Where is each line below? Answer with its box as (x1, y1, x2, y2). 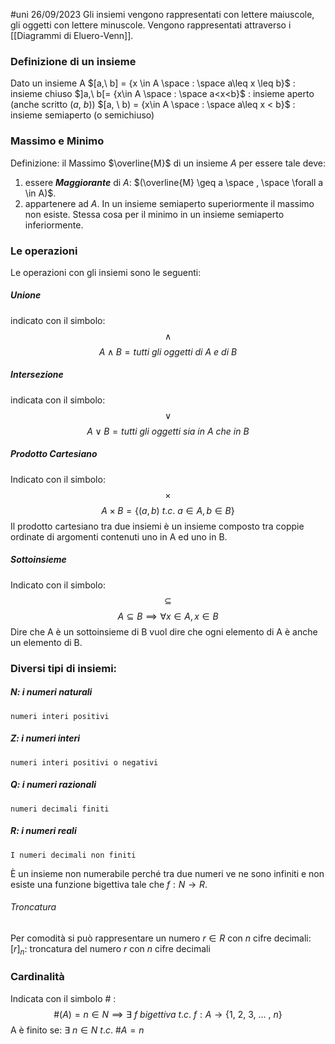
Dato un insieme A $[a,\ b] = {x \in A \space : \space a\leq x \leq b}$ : (10, 77, 296, 89)
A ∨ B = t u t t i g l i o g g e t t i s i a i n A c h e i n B (86, 425, 250, 437)
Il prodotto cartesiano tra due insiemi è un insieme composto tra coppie (10, 520, 305, 532)
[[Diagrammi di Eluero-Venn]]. (10, 30, 134, 41)
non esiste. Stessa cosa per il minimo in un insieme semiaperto (24, 208, 285, 220)
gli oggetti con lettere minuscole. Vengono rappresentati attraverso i (10, 19, 292, 31)
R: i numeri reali (10, 825, 77, 837)
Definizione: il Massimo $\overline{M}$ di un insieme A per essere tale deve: (10, 157, 326, 169)
